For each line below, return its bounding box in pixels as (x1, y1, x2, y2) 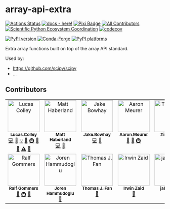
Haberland (50, 136, 71, 142)
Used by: (5, 55, 24, 62)
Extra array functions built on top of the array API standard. (5, 45, 129, 51)
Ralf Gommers (9, 185, 39, 191)
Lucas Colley (10, 131, 37, 137)
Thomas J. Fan (81, 185, 112, 191)
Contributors (5, 85, 47, 94)
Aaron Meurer (119, 131, 148, 137)
